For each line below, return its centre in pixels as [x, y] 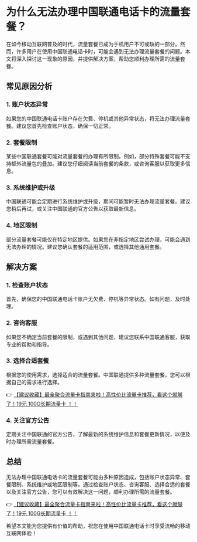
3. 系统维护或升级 [31, 187]
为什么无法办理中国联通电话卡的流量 [93, 12]
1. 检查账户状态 [27, 285]
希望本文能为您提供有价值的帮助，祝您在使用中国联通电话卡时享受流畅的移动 [98, 526]
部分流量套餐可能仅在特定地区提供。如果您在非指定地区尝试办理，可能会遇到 [98, 239]
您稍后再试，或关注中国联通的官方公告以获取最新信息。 [72, 209]
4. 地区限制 [22, 225]
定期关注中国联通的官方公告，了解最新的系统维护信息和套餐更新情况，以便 [96, 434]
